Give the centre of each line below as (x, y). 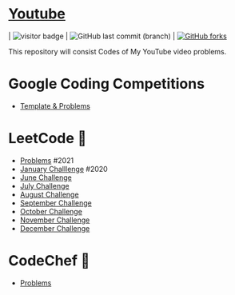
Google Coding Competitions (107, 84)
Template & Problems (55, 106)
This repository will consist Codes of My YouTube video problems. (117, 51)
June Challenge (46, 177)
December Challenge (55, 228)
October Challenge (51, 211)
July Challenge (44, 185)
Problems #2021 (47, 160)
